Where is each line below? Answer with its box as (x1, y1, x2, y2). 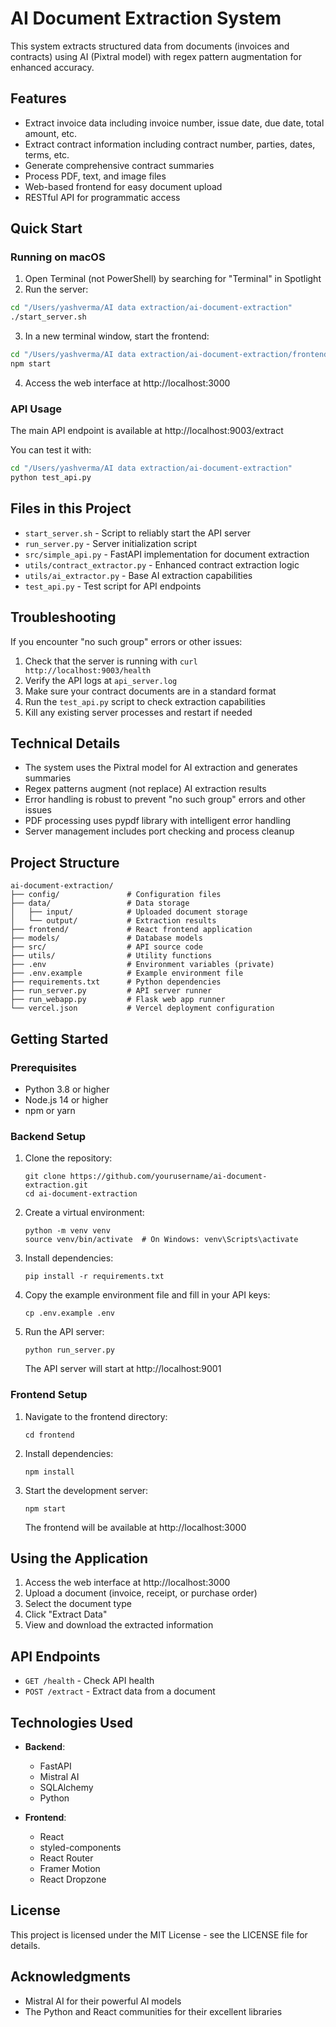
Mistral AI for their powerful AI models (24, 1995, 182, 2007)
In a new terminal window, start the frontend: (24, 330, 210, 342)
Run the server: (24, 283, 89, 296)
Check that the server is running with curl (24, 655, 198, 667)
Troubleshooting (10, 609, 117, 626)
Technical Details (10, 735, 121, 752)
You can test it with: (10, 444, 92, 456)
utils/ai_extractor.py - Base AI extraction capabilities (24, 569, 253, 581)
